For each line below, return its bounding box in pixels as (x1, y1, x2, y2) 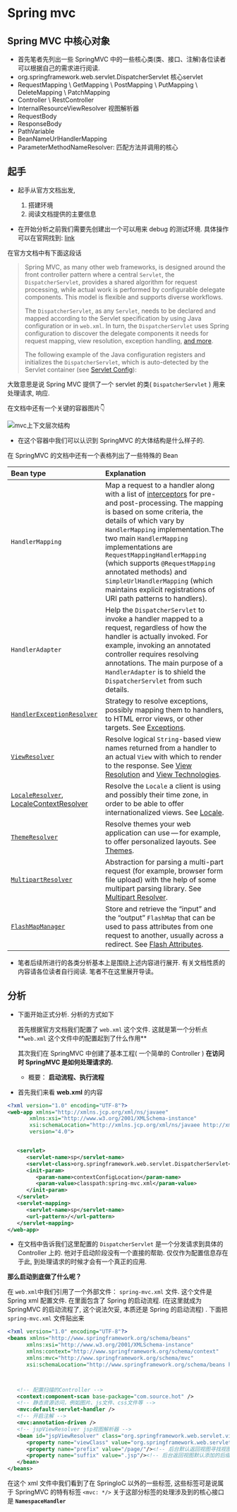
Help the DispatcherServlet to (104, 605, 205, 615)
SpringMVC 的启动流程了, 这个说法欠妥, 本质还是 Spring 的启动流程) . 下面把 (7, 1305, 228, 1314)
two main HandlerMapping (104, 533, 188, 543)
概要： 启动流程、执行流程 (28, 1073, 104, 1081)
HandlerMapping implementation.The (104, 524, 224, 534)
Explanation (104, 468, 146, 478)
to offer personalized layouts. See (104, 836, 217, 846)
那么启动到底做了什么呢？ (7, 1272, 82, 1281)
